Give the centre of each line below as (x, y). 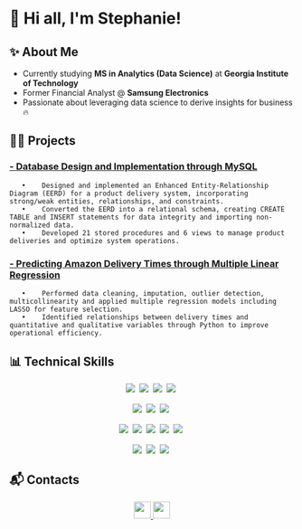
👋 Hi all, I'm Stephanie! (95, 19)
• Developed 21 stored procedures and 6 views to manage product (153, 233)
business (276, 102)
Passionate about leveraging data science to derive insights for (140, 102)
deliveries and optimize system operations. (94, 241)
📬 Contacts (44, 480)
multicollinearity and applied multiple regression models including (143, 301)
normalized (30, 225)
